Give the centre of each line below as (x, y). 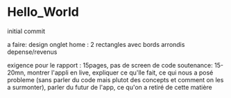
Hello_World (43, 12)
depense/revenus (32, 52)
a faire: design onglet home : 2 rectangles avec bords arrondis (96, 44)
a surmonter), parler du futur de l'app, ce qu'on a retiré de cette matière (110, 87)
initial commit (26, 31)
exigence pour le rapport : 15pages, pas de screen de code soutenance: (110, 65)
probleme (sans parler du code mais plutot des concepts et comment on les (115, 79)
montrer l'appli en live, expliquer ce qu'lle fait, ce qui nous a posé (120, 72)
